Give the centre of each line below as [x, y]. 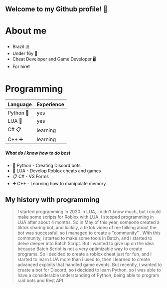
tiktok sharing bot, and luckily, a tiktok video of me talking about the [87, 228]
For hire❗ [21, 67]
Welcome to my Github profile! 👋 [57, 9]
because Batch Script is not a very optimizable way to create [80, 249]
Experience [51, 104]
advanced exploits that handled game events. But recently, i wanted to [89, 265]
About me [26, 31]
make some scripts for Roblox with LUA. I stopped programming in [85, 217]
